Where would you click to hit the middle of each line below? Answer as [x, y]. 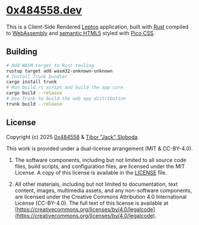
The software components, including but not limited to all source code [100, 160]
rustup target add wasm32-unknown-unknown [59, 71]
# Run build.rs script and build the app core [65, 88]
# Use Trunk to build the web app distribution [66, 99]
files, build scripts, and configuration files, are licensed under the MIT [100, 166]
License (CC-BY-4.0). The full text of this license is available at [91, 203]
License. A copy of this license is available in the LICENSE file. [91, 172]
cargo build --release [34, 93]
